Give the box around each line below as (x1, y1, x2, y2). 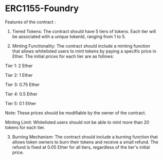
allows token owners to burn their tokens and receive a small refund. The (12, 139, 159, 145)
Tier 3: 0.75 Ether (5, 81, 40, 88)
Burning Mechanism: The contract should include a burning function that (12, 134, 158, 140)
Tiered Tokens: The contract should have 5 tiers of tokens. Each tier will (12, 28, 156, 34)
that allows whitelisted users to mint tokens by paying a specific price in (12, 48, 157, 54)
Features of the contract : (5, 19, 56, 25)
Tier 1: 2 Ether (5, 63, 33, 69)
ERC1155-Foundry (5, 3, 79, 14)
